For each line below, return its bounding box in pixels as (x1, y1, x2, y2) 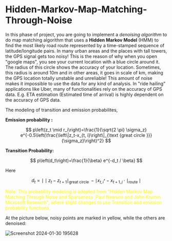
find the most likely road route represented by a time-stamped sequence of (5, 42, 165, 48)
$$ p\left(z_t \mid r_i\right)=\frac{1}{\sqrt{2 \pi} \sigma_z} (25, 127, 147, 133)
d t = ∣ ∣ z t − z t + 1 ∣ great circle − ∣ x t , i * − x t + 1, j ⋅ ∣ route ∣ (31, 177, 141, 185)
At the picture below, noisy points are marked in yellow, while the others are (5, 214, 165, 221)
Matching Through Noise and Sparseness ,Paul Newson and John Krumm (5, 194, 161, 200)
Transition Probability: (5, 147, 54, 153)
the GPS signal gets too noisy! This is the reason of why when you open (5, 53, 158, 59)
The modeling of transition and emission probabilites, (5, 107, 118, 113)
